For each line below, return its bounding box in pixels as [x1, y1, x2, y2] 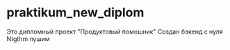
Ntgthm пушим [6, 34, 50, 42]
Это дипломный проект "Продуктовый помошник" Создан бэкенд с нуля [6, 27, 223, 36]
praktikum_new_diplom [6, 5, 145, 21]
